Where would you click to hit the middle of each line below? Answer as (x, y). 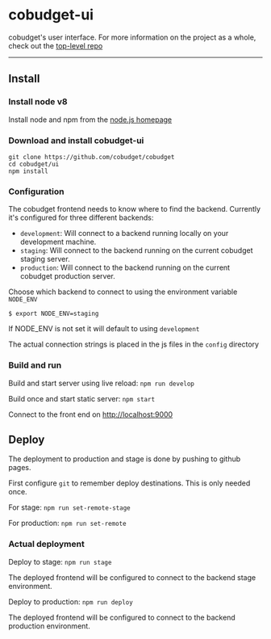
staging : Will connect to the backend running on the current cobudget (136, 250)
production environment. (49, 626)
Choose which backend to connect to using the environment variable (123, 292)
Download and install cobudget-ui (76, 141)
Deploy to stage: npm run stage (60, 561)
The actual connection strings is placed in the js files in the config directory (134, 344)
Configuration (36, 191)
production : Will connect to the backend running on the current (125, 267)
